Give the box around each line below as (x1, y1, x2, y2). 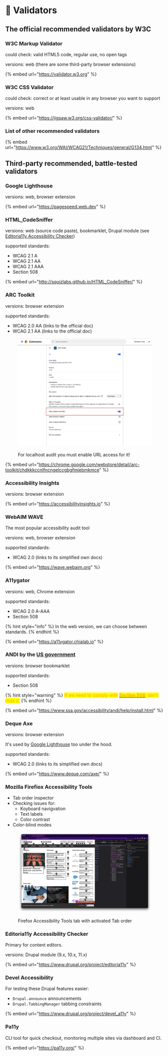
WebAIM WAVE (5, 513, 44, 520)
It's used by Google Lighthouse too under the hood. (5, 741, 113, 747)
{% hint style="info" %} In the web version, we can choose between (5, 623, 147, 629)
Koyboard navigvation (20, 806, 66, 812)
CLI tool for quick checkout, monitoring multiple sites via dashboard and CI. (5, 1035, 162, 1041)
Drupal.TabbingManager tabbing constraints (12, 1001, 102, 1007)
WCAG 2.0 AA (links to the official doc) (12, 322, 93, 329)
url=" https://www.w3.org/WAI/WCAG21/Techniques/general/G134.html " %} (5, 144, 162, 151)
